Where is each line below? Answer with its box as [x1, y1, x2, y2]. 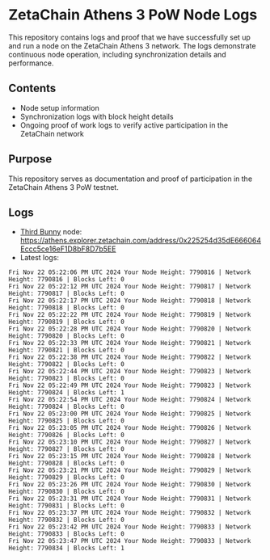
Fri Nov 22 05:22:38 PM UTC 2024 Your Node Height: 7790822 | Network [8, 353, 251, 361]
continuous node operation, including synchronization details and [8, 49, 226, 59]
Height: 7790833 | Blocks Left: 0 [8, 530, 125, 538]
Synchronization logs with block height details [19, 112, 174, 121]
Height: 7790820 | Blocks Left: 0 [8, 332, 125, 340]
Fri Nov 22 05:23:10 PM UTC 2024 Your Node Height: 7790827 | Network [8, 438, 251, 446]
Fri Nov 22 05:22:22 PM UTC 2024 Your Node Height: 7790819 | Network [8, 311, 251, 319]
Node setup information [19, 103, 99, 112]
